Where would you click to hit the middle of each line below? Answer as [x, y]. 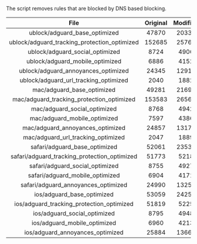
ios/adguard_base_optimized [74, 194]
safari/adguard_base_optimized [74, 147]
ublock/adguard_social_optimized [74, 52]
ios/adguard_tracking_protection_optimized [74, 204]
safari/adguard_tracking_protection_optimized [74, 156]
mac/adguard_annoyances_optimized [74, 128]
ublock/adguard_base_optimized [74, 33]
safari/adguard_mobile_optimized [74, 175]
